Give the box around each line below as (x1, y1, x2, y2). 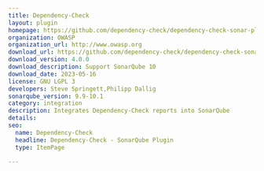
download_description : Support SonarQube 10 (8, 63, 156, 71)
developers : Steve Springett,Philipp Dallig (8, 84, 156, 93)
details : (8, 114, 37, 122)
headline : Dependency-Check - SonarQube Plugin (15, 136, 174, 144)
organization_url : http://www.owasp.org (8, 41, 143, 49)
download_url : (8, 48, 55, 56)
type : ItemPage (15, 143, 65, 151)
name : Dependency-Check (15, 128, 93, 136)
